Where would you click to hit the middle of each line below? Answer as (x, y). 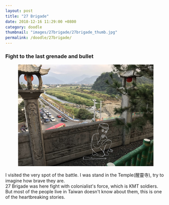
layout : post (19, 11)
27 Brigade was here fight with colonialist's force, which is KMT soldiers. (82, 186)
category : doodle (24, 27)
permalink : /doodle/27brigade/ (39, 38)
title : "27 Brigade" (27, 16)
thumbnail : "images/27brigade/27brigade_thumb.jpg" (61, 32)
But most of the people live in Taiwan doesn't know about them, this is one (84, 192)
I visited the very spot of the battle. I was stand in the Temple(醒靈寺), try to (85, 175)
